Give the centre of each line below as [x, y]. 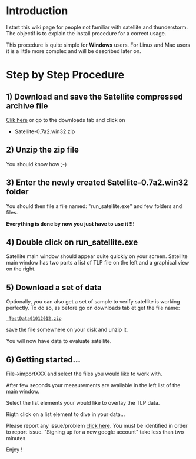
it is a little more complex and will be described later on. [74, 51]
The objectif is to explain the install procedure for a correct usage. [86, 33]
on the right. [21, 269]
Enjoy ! [14, 450]
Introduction [37, 11]
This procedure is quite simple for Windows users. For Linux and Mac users [98, 45]
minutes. [17, 438]
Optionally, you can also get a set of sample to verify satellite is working [93, 302]
